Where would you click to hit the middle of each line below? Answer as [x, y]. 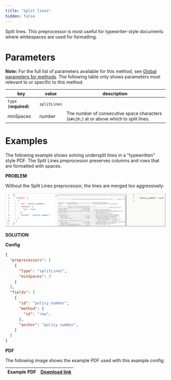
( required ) [18, 107]
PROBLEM [16, 175]
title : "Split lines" [28, 11]
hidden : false [20, 16]
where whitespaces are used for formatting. [51, 37]
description [115, 93]
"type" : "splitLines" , [43, 271]
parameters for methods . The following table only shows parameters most [83, 77]
